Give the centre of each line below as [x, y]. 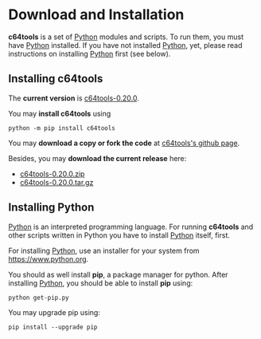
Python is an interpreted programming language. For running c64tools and [131, 227]
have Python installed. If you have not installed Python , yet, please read [125, 45]
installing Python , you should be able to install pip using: [101, 283]
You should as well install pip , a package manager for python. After [118, 274]
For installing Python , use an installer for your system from [104, 250]
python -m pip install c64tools [62, 128]
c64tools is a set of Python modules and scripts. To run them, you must [126, 37]
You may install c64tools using [60, 113]
